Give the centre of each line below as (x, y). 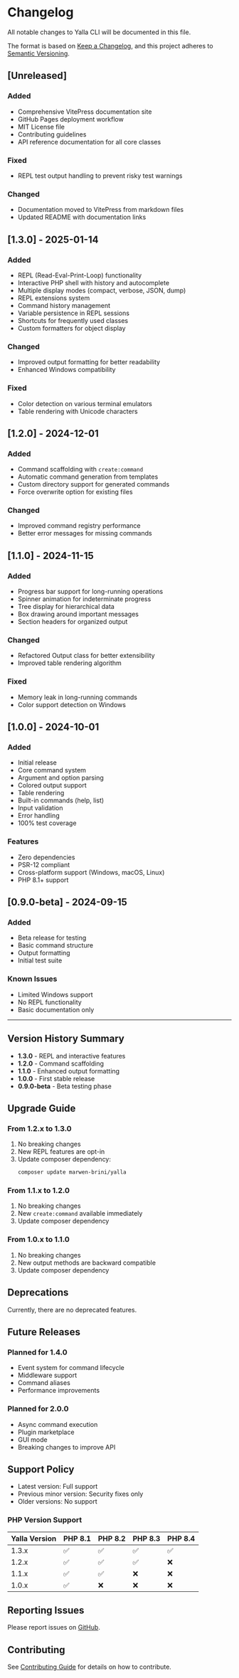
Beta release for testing (52, 938)
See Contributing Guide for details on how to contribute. (90, 1667)
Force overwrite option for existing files (75, 492)
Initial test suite (40, 960)
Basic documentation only (56, 1009)
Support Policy (41, 1469)
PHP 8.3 (147, 1539)
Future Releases (44, 1332)
